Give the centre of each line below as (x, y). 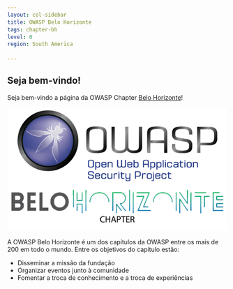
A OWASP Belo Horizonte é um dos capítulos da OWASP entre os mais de (113, 242)
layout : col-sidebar (37, 15)
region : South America (40, 44)
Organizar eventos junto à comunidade (73, 271)
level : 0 (20, 37)
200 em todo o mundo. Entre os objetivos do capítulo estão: (93, 250)
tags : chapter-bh (32, 29)
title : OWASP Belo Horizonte (50, 22)
